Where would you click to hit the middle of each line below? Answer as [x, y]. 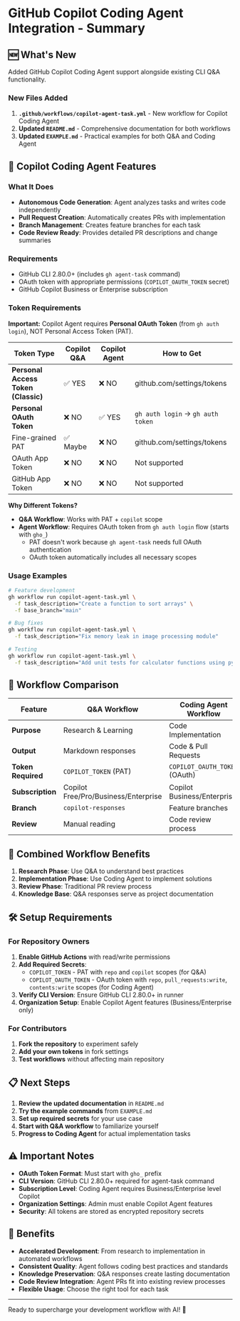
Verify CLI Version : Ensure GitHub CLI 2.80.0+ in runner [101, 995]
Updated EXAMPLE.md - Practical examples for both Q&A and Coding [117, 136]
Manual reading [89, 824]
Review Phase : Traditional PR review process [85, 887]
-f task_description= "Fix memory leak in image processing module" [117, 637]
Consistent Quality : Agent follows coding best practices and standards [123, 1266]
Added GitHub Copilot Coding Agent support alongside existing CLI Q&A [114, 72]
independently [40, 209]
